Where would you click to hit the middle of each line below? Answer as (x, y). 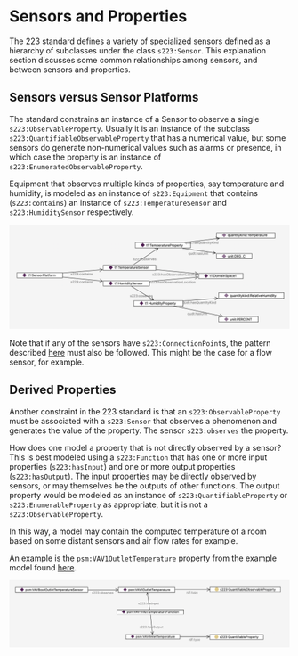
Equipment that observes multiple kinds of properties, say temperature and (147, 184)
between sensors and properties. (70, 70)
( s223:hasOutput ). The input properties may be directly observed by (133, 476)
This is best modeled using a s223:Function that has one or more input (138, 457)
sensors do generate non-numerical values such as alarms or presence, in (145, 147)
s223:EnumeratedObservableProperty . (77, 166)
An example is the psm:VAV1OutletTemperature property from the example (143, 558)
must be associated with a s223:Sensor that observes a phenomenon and (143, 421)
